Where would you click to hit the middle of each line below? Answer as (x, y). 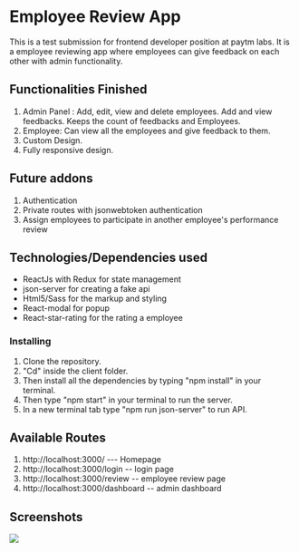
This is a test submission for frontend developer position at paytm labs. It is (149, 42)
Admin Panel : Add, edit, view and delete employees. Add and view (147, 111)
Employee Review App (95, 17)
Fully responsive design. (68, 150)
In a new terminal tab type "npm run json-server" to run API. (135, 409)
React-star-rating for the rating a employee (102, 318)
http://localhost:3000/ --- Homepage (92, 460)
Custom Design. (53, 140)
